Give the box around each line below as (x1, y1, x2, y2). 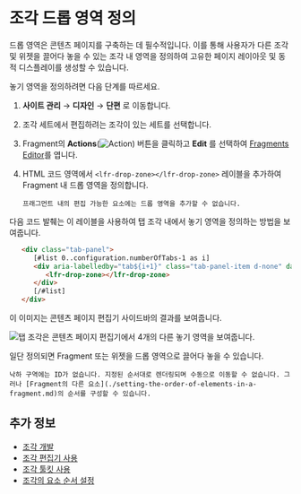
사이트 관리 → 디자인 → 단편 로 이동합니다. (21, 100, 171, 110)
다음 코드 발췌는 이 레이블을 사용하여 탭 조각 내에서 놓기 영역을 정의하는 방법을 (9, 216, 282, 227)
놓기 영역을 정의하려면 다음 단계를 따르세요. (9, 81, 160, 91)
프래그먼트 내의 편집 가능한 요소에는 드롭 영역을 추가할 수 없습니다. (21, 199, 241, 208)
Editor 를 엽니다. (21, 149, 78, 160)
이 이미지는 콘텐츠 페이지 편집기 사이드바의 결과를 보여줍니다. (9, 313, 222, 324)
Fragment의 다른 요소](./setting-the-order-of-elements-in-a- (30, 380, 257, 389)
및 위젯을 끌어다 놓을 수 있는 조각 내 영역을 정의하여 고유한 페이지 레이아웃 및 (9, 50, 277, 61)
